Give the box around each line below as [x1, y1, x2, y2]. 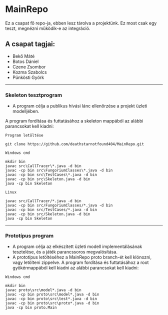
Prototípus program [5, 232, 54, 239]
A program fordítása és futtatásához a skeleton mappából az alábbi [5, 118, 143, 124]
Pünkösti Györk [12, 74, 44, 80]
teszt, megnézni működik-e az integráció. [5, 25, 91, 31]
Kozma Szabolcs [12, 69, 47, 75]
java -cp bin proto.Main [5, 305, 57, 310]
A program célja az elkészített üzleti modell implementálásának [12, 243, 142, 249]
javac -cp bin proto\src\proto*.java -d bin [5, 301, 99, 306]
